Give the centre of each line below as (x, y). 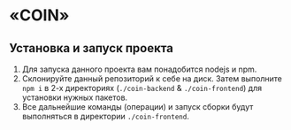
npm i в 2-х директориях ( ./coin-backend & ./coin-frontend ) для (142, 88)
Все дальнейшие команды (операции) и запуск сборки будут (138, 107)
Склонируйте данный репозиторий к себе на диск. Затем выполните (152, 79)
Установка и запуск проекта (92, 48)
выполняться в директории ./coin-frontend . (106, 116)
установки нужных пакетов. (75, 97)
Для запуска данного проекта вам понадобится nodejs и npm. (139, 69)
